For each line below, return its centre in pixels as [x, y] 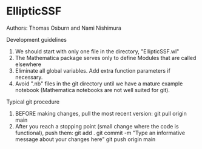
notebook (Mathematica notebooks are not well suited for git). [92, 90]
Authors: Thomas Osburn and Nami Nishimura [64, 28]
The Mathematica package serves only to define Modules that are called [106, 58]
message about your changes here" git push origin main [85, 139]
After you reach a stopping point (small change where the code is [97, 126]
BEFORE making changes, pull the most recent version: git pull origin [101, 113]
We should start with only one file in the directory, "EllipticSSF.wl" [97, 51]
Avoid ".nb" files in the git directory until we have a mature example [99, 84]
